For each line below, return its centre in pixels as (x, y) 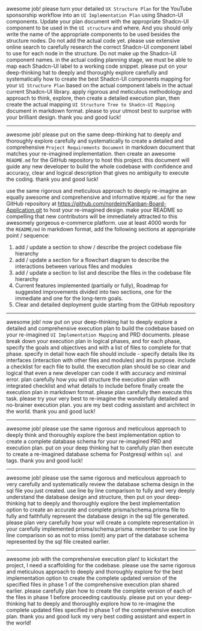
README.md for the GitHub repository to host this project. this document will (98, 160)
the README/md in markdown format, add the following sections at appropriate (101, 229)
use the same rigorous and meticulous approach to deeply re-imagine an (96, 191)
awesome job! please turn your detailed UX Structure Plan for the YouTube (99, 9)
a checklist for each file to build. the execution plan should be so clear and (98, 367)
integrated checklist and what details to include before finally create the (95, 386)
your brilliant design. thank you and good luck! (64, 117)
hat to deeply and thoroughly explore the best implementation (104, 503)
